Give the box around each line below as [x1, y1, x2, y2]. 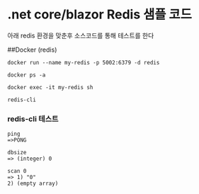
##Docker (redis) [7, 45, 57, 54]
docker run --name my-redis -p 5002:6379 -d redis [7, 59, 160, 66]
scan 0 [7, 168, 27, 175]
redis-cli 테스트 [7, 114, 59, 124]
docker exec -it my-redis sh [7, 84, 93, 91]
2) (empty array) [7, 180, 59, 188]
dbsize [7, 149, 27, 156]
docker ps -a [7, 72, 46, 79]
